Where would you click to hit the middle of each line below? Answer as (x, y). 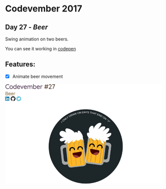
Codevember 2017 (44, 9)
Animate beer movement (38, 76)
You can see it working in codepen (41, 49)
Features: (20, 65)
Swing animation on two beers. (37, 39)
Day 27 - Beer (27, 27)
